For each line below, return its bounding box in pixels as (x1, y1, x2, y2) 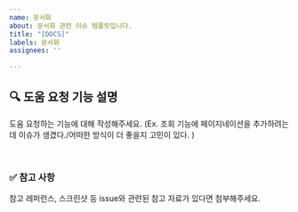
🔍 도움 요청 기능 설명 (9, 89, 118, 104)
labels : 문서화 (9, 37, 60, 47)
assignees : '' (9, 46, 62, 55)
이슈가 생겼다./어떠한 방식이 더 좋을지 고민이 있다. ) (18, 129, 196, 140)
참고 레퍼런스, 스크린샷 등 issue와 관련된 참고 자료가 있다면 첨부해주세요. (9, 193, 261, 204)
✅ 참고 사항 (9, 171, 55, 183)
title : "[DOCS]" (9, 29, 69, 38)
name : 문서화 (9, 12, 52, 22)
